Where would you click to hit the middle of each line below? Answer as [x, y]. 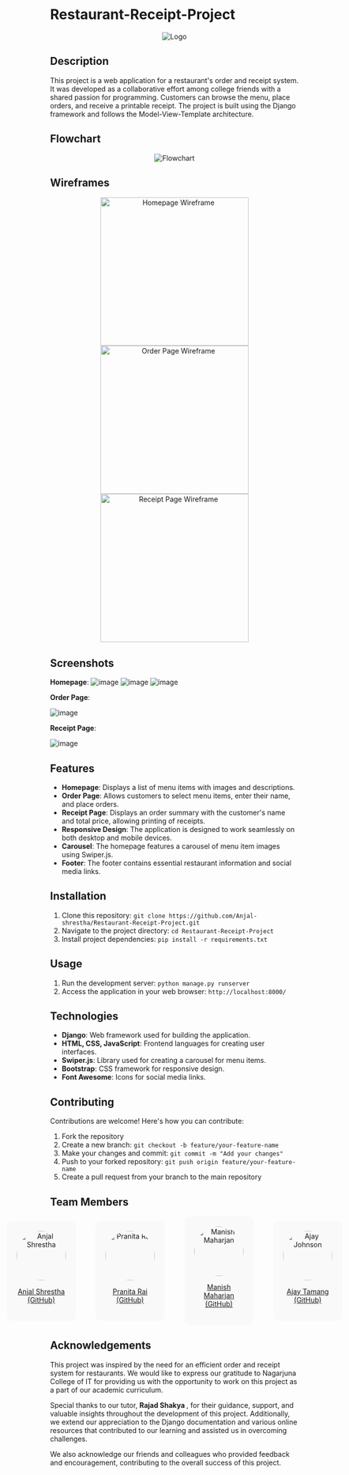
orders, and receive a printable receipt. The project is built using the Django [173, 105]
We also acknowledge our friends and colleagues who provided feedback [170, 1454]
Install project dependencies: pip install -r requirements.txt [165, 939]
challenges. [69, 1439]
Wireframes [80, 182]
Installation [78, 896]
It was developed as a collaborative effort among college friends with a [165, 89]
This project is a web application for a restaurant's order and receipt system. [174, 80]
